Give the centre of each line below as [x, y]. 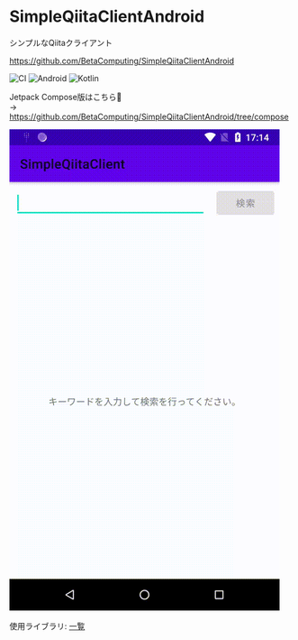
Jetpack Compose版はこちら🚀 [66, 97]
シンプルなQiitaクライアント [61, 42]
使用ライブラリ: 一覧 [47, 626]
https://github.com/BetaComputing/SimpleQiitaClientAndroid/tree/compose [149, 116]
